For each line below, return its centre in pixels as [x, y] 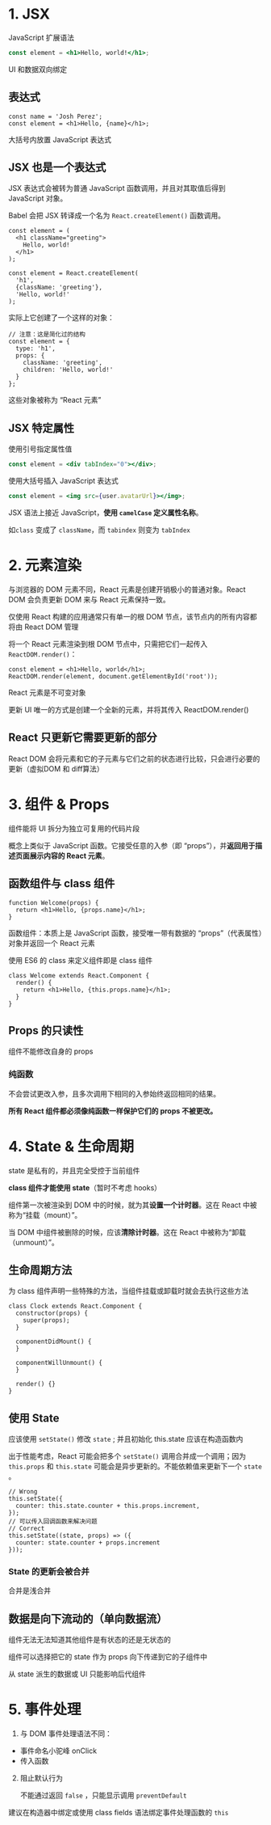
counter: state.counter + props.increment [88, 1543]
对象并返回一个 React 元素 [52, 943]
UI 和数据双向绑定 [38, 69]
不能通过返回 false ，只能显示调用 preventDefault [103, 1795]
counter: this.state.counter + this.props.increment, [108, 1506]
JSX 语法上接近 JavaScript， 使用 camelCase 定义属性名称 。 [106, 513]
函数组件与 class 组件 [62, 883]
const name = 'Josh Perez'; [56, 116]
